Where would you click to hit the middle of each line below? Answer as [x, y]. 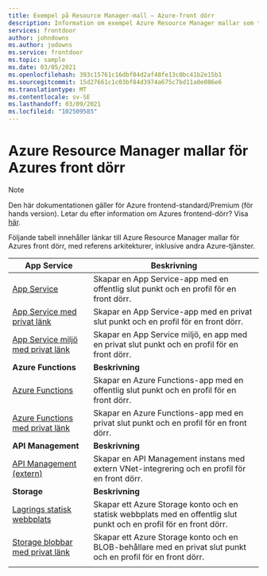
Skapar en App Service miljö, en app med [170, 334]
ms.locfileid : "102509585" [53, 112]
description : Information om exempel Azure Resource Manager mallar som [131, 23]
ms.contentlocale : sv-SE [49, 97]
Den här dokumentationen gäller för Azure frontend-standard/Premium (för [131, 205]
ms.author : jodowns [41, 45]
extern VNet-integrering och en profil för [170, 468]
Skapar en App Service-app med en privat [173, 311]
